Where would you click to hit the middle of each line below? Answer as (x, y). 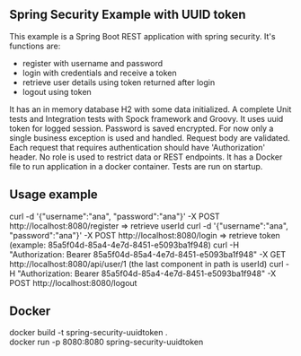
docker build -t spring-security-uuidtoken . (89, 333)
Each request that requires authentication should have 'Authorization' (137, 147)
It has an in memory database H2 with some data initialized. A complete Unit (150, 109)
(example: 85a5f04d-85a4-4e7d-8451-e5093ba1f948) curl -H (124, 245)
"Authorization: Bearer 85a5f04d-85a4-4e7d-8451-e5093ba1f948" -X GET (148, 254)
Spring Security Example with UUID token (128, 15)
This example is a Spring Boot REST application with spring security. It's (142, 36)
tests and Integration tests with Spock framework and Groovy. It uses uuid (146, 118)
